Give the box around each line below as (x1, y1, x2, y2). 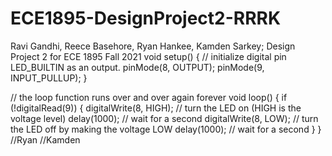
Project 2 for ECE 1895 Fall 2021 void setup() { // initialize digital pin (10, 50, 287, 62)
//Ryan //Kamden (10, 133, 81, 146)
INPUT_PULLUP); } (10, 72, 88, 84)
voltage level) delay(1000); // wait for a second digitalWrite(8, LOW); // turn (10, 112, 319, 124)
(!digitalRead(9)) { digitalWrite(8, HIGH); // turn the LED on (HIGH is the (10, 102, 302, 114)
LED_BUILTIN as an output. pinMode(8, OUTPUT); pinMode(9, (10, 61, 265, 73)
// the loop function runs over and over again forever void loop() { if (10, 91, 288, 103)
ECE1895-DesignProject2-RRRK (10, 7, 282, 30)
